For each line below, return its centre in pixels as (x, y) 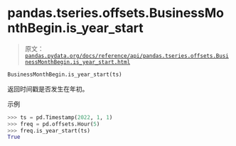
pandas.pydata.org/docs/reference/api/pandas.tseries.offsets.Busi (127, 56)
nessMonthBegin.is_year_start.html (77, 62)
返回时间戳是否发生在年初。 (48, 89)
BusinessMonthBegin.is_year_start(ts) (65, 74)
